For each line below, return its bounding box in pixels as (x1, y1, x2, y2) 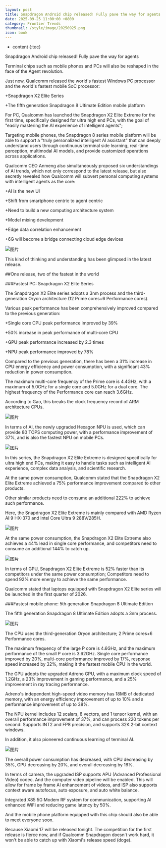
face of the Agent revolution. (5, 68, 63, 74)
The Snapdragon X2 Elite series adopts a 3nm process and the (5, 290, 133, 296)
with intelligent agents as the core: (5, 179, 76, 184)
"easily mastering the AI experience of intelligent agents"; (5, 122, 123, 128)
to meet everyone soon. (5, 817, 54, 823)
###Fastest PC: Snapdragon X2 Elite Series (5, 281, 94, 286)
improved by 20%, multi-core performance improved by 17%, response (5, 656, 151, 662)
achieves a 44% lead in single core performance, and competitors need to (5, 540, 157, 546)
